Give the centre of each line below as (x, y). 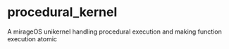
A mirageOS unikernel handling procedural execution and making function (114, 31)
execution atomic (32, 38)
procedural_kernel (62, 12)
